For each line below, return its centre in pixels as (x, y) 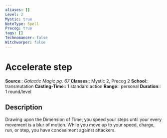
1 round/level (18, 91)
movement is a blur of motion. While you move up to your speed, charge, (80, 124)
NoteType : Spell (22, 24)
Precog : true (19, 28)
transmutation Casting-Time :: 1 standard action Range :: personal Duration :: (83, 86)
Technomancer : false (27, 38)
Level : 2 (14, 14)
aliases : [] (17, 10)
